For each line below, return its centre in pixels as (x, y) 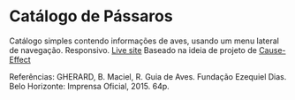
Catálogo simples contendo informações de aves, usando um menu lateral (144, 41)
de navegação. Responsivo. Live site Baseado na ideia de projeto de (133, 50)
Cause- (272, 50)
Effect (20, 59)
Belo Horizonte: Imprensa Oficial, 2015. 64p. (89, 86)
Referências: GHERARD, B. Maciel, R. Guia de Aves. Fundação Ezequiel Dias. (148, 76)
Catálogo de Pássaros (91, 16)
